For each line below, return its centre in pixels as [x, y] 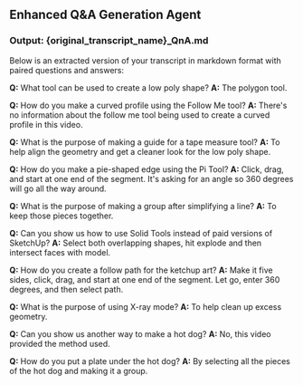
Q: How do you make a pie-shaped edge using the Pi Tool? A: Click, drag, [147, 169]
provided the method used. [60, 343]
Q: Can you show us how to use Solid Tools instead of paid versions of [141, 233]
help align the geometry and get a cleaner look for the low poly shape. [140, 151]
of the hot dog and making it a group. [79, 371]
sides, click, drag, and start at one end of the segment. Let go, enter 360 [145, 279]
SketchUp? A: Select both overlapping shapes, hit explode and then [136, 243]
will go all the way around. [58, 188]
